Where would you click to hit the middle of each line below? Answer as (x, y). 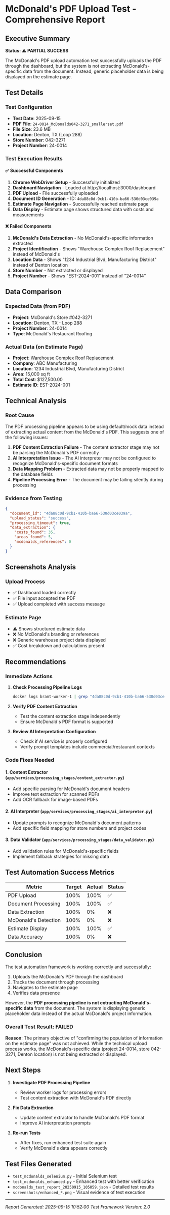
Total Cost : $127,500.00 (38, 379)
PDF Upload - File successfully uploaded (55, 193)
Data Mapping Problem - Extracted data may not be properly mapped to (88, 469)
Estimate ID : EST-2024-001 (41, 385)
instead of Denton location (40, 265)
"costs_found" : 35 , (35, 532)
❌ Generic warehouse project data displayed (59, 640)
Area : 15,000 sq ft (31, 374)
